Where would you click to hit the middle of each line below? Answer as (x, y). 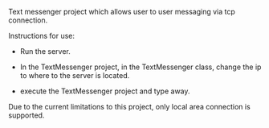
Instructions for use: (41, 36)
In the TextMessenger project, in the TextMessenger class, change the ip (141, 67)
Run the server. (45, 51)
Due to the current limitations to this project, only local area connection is (129, 107)
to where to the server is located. (75, 75)
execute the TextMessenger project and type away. (105, 91)
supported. (26, 115)
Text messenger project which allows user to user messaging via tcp (122, 12)
